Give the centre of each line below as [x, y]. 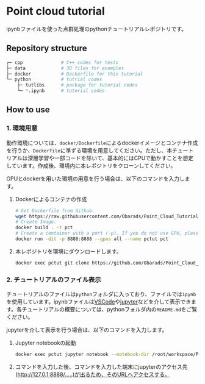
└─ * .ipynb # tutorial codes [61, 91]
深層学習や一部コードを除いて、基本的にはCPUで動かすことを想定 [110, 158]
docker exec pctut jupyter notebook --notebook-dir [82, 355]
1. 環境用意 [22, 128]
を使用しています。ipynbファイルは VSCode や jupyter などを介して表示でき [99, 302]
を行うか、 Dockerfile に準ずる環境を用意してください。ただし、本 [89, 150]
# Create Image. [36, 222]
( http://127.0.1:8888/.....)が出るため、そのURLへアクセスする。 [93, 374]
